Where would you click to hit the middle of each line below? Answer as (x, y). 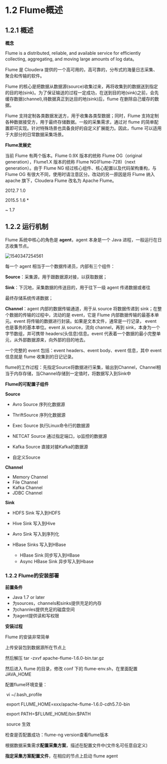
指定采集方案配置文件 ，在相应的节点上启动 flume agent (62, 756)
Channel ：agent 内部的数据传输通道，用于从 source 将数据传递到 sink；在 (81, 308)
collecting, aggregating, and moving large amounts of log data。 (71, 59)
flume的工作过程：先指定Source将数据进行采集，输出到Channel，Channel (81, 367)
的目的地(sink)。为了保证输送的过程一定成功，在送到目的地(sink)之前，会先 (82, 93)
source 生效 (18, 724)
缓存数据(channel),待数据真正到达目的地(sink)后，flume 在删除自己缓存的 (80, 99)
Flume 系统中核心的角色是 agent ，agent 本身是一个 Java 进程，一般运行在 (81, 239)
